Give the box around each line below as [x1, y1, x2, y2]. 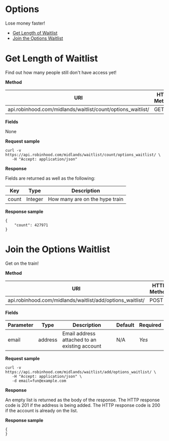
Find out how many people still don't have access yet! [5, 69, 117, 75]
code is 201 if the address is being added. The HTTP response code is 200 [5, 402, 160, 408]
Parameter [8, 321, 34, 328]
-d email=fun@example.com [12, 378, 66, 383]
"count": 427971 [14, 223, 49, 228]
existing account [62, 343, 102, 350]
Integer [26, 195, 44, 202]
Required [139, 321, 161, 328]
